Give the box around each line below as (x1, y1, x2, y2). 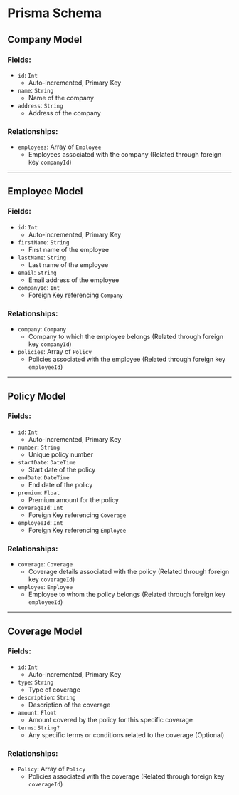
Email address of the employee (28, 276, 119, 284)
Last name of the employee (28, 260, 109, 269)
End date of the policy (28, 480, 93, 489)
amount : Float (17, 707, 57, 717)
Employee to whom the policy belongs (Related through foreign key (28, 590, 225, 599)
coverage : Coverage (17, 560, 73, 568)
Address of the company (28, 108, 101, 117)
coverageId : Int (17, 503, 63, 511)
